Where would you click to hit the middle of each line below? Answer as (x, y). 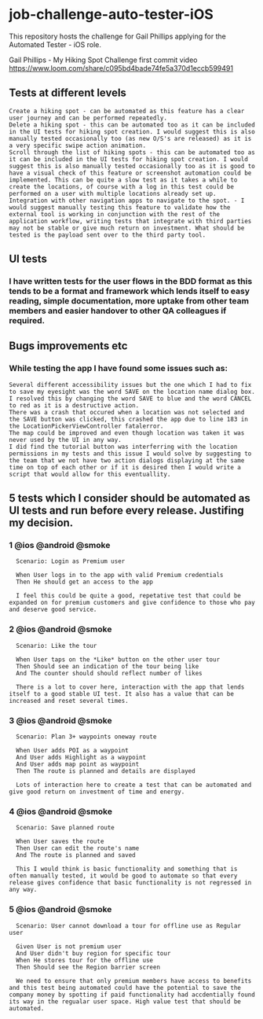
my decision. (41, 523)
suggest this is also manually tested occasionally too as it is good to (132, 166)
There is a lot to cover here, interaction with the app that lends (130, 687)
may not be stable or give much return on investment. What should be (127, 228)
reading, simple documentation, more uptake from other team (129, 301)
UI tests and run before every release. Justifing (126, 511)
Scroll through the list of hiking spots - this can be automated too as (132, 152)
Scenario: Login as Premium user (71, 561)
